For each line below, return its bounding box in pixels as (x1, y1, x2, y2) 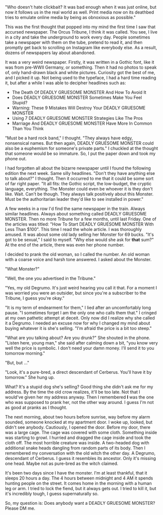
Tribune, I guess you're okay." (5, 295, 65, 301)
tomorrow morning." (5, 350, 45, 356)
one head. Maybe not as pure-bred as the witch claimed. (5, 460, 119, 466)
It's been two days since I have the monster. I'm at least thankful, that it (5, 470, 147, 476)
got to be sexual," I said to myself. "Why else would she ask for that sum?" (5, 237, 154, 243)
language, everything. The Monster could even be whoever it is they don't (5, 186, 153, 191)
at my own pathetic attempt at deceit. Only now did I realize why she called (5, 315, 155, 321)
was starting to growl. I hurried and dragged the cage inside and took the (5, 435, 151, 440)
